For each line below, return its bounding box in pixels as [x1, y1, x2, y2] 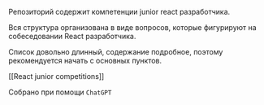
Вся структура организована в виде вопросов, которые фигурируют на [8, 23, 258, 32]
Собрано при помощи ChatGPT [8, 87, 112, 97]
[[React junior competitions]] [8, 72, 105, 81]
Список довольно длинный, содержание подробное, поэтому [8, 47, 223, 56]
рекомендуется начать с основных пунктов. [8, 56, 162, 65]
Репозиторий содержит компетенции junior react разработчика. [8, 7, 231, 16]
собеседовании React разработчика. [8, 32, 136, 41]
